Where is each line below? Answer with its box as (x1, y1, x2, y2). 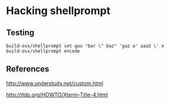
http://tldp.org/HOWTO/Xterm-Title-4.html (6, 91, 108, 98)
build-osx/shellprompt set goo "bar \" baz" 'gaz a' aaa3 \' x (6, 43, 165, 49)
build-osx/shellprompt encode (6, 48, 81, 54)
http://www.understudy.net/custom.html (6, 79, 104, 86)
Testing (6, 28, 35, 38)
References (6, 64, 49, 74)
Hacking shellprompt (6, 4, 111, 18)
